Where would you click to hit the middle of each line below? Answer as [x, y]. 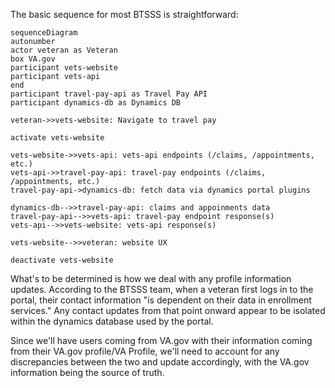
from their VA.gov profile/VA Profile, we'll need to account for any [145, 351]
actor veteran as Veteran [64, 50]
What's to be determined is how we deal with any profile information [151, 278]
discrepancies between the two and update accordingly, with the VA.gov [160, 362]
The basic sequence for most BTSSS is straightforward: [124, 14]
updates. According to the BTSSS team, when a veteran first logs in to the [162, 289]
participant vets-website [64, 68]
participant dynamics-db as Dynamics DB [96, 103]
